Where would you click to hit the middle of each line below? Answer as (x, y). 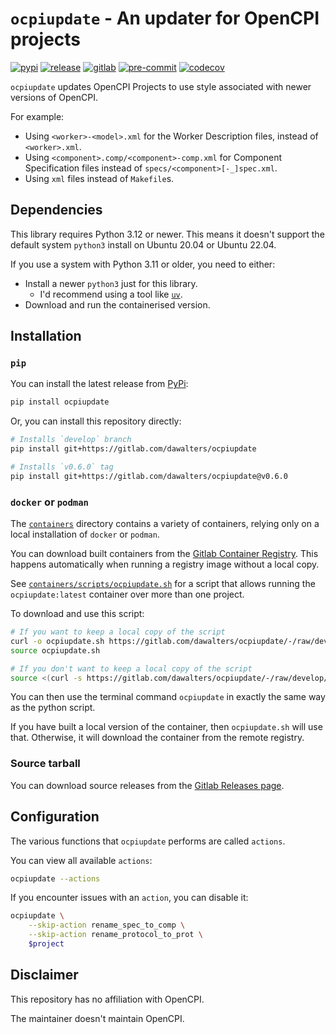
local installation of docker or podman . (85, 534)
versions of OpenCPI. (54, 97)
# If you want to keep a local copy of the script (118, 632)
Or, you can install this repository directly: (96, 421)
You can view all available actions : (81, 860)
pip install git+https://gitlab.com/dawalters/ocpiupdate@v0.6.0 (149, 476)
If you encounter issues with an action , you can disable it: (129, 898)
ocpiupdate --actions (55, 878)
